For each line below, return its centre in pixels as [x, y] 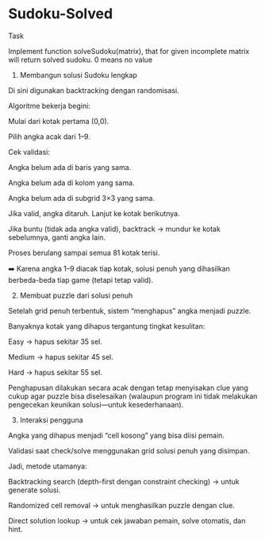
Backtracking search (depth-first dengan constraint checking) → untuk [124, 481]
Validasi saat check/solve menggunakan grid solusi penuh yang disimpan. [129, 450]
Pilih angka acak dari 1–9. [50, 137]
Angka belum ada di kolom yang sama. [71, 183]
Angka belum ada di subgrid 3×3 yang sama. [82, 198]
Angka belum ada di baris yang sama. [70, 167]
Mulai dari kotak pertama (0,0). [59, 121]
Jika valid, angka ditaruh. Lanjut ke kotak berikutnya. [94, 213]
